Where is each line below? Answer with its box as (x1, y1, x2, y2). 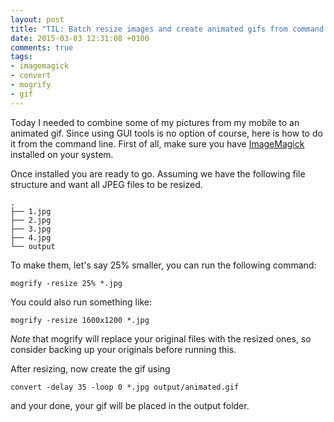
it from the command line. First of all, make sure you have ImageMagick (10, 137, 305, 150)
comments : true (10, 42, 74, 53)
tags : (10, 52, 33, 62)
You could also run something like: (10, 296, 152, 308)
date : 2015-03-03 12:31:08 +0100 (10, 33, 150, 43)
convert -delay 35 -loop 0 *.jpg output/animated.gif (10, 382, 240, 392)
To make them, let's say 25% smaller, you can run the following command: (10, 259, 317, 271)
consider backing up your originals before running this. (10, 343, 237, 355)
